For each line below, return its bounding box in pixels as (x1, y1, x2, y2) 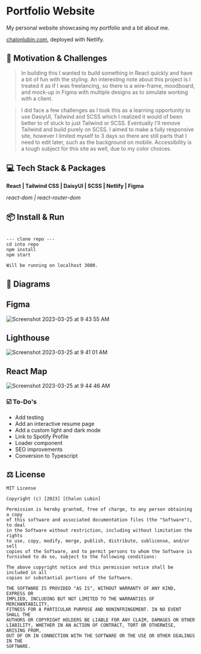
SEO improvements (14, 446, 63, 453)
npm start (6, 252, 31, 258)
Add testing (14, 414, 44, 421)
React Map (6, 366, 48, 376)
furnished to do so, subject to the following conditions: (6, 554, 158, 560)
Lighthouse (6, 332, 50, 343)
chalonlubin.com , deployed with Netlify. (6, 36, 105, 43)
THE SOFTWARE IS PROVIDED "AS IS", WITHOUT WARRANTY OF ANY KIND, (6, 585, 176, 591)
